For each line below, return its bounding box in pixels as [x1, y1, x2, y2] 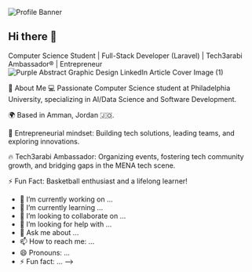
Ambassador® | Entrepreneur [8, 59, 103, 68]
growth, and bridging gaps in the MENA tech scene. [8, 161, 176, 170]
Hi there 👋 [8, 30, 57, 43]
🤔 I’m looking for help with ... [19, 219, 112, 229]
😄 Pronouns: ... [19, 248, 71, 257]
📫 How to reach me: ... [19, 236, 95, 246]
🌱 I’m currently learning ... [19, 202, 104, 212]
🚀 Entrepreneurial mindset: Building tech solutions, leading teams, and [8, 128, 236, 137]
